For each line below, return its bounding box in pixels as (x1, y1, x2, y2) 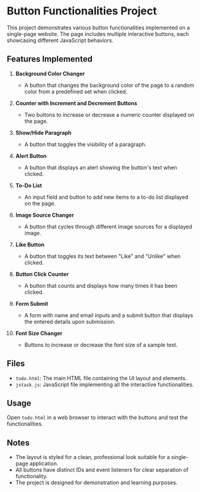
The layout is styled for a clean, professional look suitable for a (15, 454, 170, 461)
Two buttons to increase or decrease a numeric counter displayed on (24, 111, 195, 118)
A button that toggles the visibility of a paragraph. (24, 141, 147, 148)
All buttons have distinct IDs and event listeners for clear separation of (15, 466, 189, 473)
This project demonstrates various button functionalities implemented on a (7, 24, 190, 31)
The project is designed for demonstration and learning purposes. (15, 479, 178, 486)
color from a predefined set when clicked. (24, 88, 128, 95)
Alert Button (15, 152, 47, 159)
